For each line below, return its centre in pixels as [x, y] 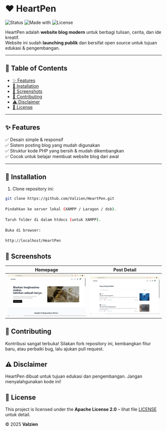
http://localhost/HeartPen [33, 241]
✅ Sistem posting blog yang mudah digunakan [53, 145]
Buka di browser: [23, 230]
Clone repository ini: [33, 189]
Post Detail [125, 270]
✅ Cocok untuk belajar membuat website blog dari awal [62, 156]
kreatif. [12, 37]
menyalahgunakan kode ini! [33, 382]
